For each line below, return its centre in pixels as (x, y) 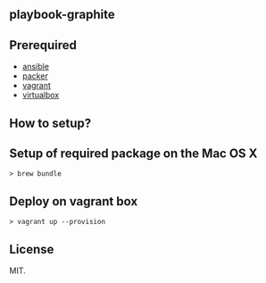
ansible (35, 67)
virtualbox (41, 95)
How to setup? (50, 123)
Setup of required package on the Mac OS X (133, 153)
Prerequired (43, 45)
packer (35, 76)
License (32, 249)
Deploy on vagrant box (74, 201)
